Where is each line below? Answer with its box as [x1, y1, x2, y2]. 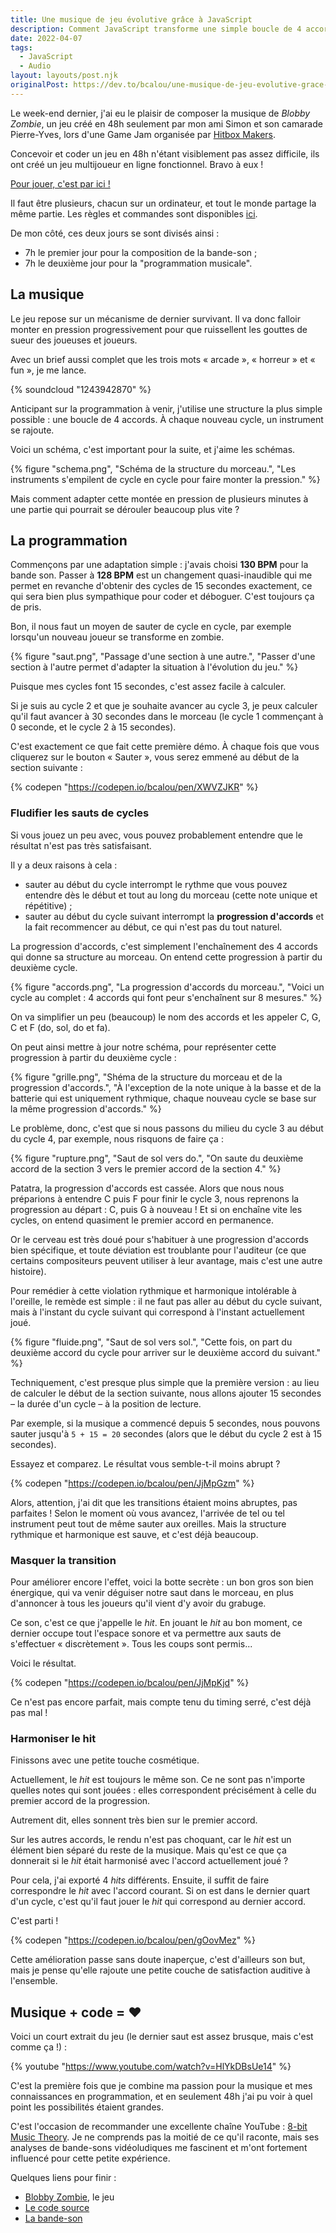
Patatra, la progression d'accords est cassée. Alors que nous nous [10, 1182, 285, 1194]
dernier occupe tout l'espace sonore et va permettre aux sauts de [10, 1627, 282, 1639]
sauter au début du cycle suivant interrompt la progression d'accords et [24, 910, 325, 922]
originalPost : [10, 80, 70, 90]
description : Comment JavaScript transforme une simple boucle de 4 [10, 24, 302, 34]
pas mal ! [10, 1706, 48, 1718]
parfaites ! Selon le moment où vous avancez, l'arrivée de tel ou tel [10, 1507, 285, 1519]
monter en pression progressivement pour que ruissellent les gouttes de [10, 323, 308, 335]
